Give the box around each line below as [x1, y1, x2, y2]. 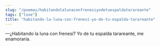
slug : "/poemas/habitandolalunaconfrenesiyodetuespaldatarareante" [5, 7, 151, 13]
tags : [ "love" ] [5, 12, 38, 17]
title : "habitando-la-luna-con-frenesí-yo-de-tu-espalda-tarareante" [5, 17, 156, 22]
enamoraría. [5, 36, 30, 42]
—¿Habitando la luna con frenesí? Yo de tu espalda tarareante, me [5, 31, 144, 37]
